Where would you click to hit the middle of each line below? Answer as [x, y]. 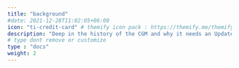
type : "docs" [28, 47]
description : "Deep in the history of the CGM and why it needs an [110, 34]
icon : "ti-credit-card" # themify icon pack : [78, 27]
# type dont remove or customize [57, 40]
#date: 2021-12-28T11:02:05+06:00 [59, 21]
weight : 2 [22, 54]
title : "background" [38, 14]
